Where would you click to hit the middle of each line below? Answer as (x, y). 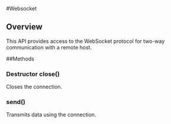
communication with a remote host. (49, 47)
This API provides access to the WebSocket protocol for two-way (85, 41)
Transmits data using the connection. (51, 115)
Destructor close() (33, 74)
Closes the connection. (34, 87)
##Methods (20, 59)
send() (16, 102)
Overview (24, 27)
